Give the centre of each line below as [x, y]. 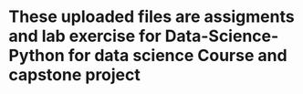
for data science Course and [178, 56]
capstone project [74, 75]
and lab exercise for [85, 36]
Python [37, 56]
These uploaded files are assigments [151, 17]
